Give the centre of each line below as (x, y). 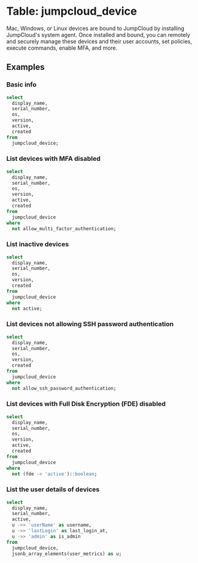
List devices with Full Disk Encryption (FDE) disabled (86, 404)
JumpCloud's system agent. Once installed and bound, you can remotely (98, 34)
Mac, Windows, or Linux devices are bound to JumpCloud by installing (96, 28)
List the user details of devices (53, 489)
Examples (25, 67)
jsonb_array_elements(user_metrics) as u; (67, 554)
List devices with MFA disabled (54, 159)
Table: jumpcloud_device (72, 11)
